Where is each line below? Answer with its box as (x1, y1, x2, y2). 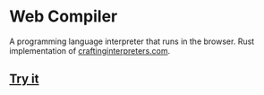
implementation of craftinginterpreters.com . (9, 45, 171, 56)
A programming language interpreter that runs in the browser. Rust (9, 36, 255, 47)
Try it (9, 72, 39, 87)
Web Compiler (9, 6, 118, 27)
